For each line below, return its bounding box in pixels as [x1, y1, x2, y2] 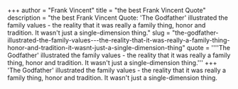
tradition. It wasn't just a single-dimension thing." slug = [7, 28, 171, 37]
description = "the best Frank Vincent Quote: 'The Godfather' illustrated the [7, 13, 229, 22]
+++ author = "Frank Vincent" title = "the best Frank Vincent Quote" [7, 6, 206, 14]
